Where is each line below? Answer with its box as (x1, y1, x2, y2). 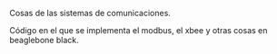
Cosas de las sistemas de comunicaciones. (9, 8, 171, 18)
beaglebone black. (9, 35, 79, 45)
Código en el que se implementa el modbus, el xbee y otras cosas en (9, 25, 268, 35)
